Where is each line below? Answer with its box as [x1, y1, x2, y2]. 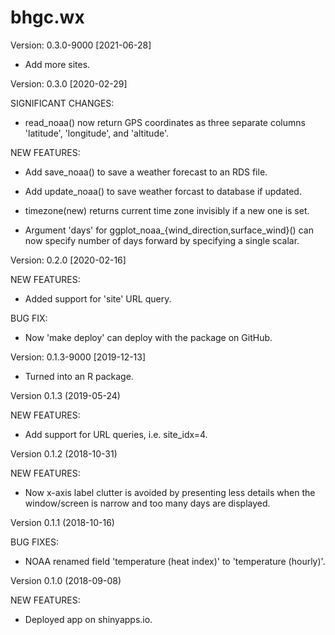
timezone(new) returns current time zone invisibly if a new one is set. [24, 204, 310, 216]
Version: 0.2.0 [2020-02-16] [10, 254, 127, 266]
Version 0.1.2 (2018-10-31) [10, 447, 118, 460]
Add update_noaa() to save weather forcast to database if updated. [24, 185, 302, 197]
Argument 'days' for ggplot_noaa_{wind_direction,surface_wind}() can [24, 224, 314, 236]
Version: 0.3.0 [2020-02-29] [10, 77, 128, 90]
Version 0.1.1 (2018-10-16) [10, 516, 115, 528]
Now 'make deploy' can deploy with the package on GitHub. [24, 331, 273, 343]
